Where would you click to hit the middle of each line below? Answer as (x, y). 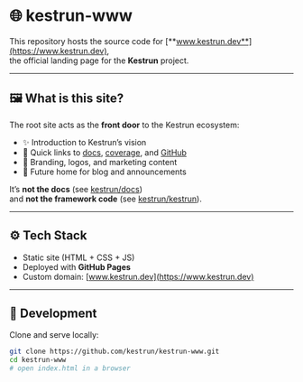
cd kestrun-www (38, 360)
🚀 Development (53, 313)
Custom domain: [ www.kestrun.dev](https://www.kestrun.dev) (138, 276)
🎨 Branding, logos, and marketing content (100, 162)
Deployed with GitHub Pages (76, 266)
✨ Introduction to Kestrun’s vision (84, 142)
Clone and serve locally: (54, 335)
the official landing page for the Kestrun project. (99, 61)
